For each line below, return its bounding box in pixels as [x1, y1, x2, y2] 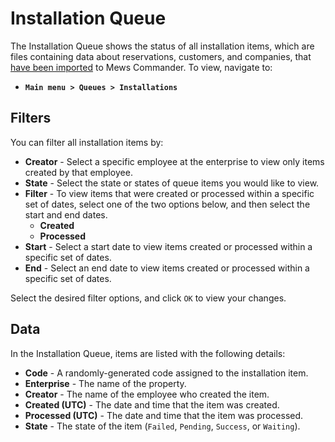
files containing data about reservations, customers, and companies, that [10, 50, 312, 62]
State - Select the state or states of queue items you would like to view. [24, 177, 320, 189]
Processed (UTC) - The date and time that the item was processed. [24, 409, 304, 421]
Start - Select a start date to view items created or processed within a [24, 240, 313, 252]
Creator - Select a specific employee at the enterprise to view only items [24, 155, 325, 167]
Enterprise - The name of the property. [24, 377, 187, 389]
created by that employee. [24, 166, 133, 178]
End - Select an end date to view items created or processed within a [24, 262, 310, 274]
